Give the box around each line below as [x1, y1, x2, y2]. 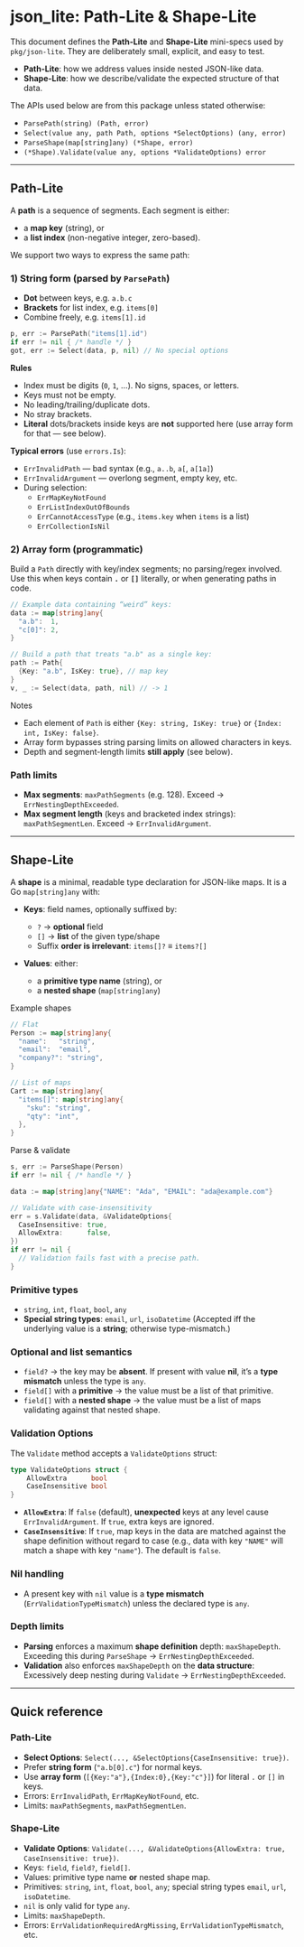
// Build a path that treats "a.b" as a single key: [10, 650, 213, 659]
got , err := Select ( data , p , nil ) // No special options [10, 346, 229, 355]
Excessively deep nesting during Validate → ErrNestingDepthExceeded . [23, 1669, 287, 1681]
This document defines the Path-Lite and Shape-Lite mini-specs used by [10, 36, 284, 47]
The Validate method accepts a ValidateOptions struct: [10, 1448, 217, 1458]
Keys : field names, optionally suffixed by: [23, 903, 178, 914]
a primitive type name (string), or [36, 975, 162, 986]
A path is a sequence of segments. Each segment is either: [10, 205, 230, 216]
